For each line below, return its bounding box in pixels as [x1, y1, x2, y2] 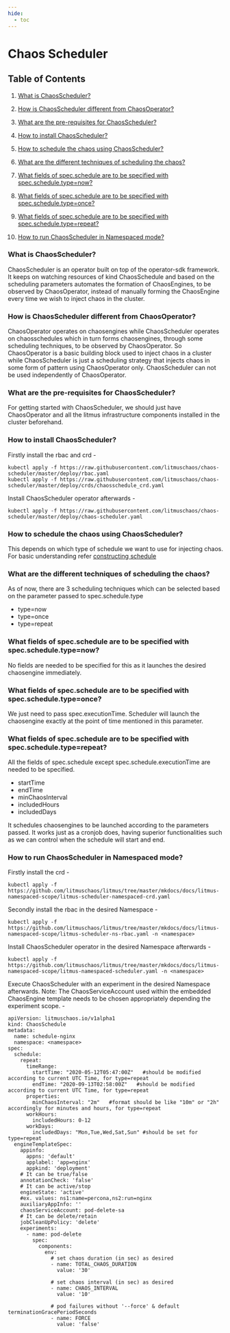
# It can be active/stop [20, 1183, 91, 1190]
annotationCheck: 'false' [20, 1177, 94, 1184]
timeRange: [25, 1063, 57, 1070]
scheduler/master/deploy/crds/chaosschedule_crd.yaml [8, 482, 165, 489]
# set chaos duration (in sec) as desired [51, 1255, 174, 1262]
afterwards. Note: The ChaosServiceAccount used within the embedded [8, 988, 212, 996]
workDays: [25, 1123, 54, 1130]
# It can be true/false [20, 1171, 88, 1178]
